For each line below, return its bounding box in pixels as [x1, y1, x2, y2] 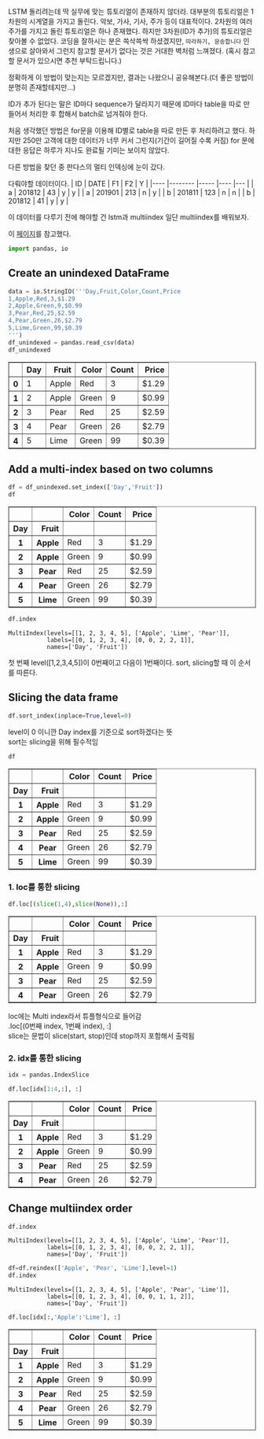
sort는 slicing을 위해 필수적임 [8, 736, 99, 746]
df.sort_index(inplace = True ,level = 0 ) [8, 711, 132, 720]
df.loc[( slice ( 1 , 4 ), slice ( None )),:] [8, 900, 128, 908]
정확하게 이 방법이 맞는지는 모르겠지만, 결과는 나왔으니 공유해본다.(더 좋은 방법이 [8, 73, 254, 82]
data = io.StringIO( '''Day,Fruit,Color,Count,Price [8, 287, 181, 295]
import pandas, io [8, 245, 68, 253]
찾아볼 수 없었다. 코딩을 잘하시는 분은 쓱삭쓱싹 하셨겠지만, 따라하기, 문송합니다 [8, 36, 242, 46]
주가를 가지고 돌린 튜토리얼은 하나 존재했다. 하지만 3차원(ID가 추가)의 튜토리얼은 [8, 27, 253, 35]
